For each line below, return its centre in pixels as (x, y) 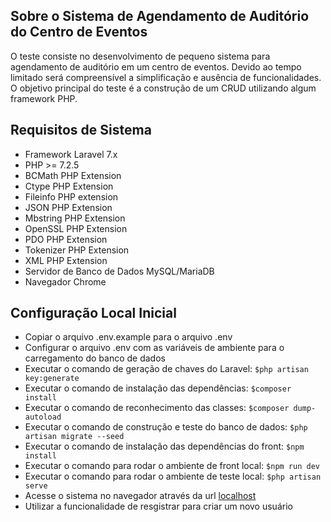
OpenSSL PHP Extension (76, 228)
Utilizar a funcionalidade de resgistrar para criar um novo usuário (158, 506)
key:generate (52, 379)
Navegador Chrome (65, 281)
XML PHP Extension (66, 260)
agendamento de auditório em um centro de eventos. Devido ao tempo (156, 66)
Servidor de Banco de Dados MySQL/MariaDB (119, 271)
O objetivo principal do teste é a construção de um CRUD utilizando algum (163, 88)
